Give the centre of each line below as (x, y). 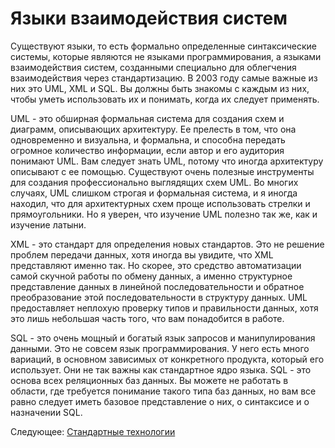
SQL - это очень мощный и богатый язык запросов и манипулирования (163, 338)
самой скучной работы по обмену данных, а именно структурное (151, 276)
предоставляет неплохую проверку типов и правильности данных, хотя (164, 308)
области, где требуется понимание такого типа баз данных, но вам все (163, 391)
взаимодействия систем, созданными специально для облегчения (153, 67)
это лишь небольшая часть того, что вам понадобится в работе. (147, 318)
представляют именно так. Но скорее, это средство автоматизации (156, 265)
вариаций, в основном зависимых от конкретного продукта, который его (167, 359)
